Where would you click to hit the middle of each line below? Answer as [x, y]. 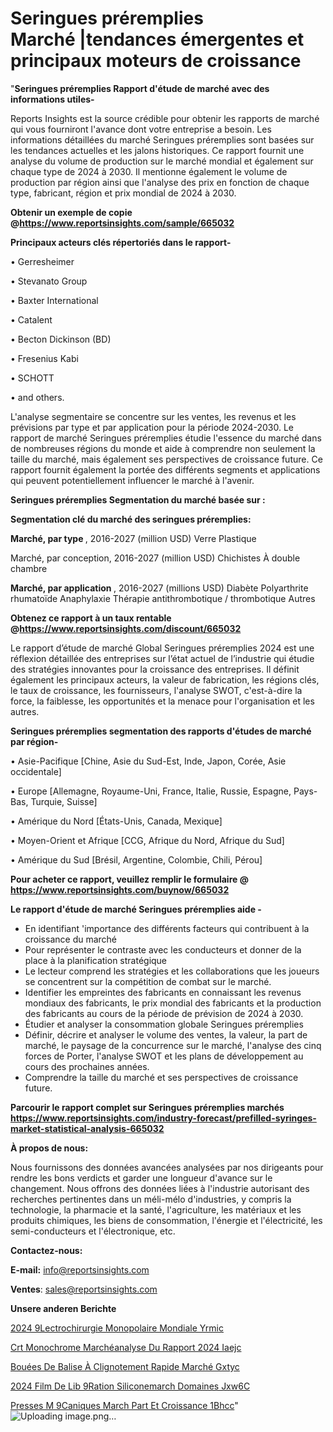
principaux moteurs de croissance [156, 61]
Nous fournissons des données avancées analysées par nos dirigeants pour [167, 1167]
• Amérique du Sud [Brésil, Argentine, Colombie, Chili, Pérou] [136, 859]
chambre [29, 568]
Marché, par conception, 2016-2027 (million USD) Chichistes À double [155, 558]
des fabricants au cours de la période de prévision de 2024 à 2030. [164, 1013]
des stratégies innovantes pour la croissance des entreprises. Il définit [155, 669]
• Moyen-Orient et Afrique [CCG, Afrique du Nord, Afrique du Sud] [147, 840]
